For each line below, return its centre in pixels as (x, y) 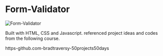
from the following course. (33, 38)
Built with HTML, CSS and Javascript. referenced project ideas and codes (81, 33)
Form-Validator (37, 9)
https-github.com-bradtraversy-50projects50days (57, 48)
